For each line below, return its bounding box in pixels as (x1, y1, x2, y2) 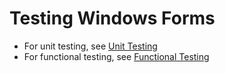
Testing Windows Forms (9, 7, 216, 30)
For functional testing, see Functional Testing (23, 50, 210, 62)
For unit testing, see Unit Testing (23, 40, 158, 52)
